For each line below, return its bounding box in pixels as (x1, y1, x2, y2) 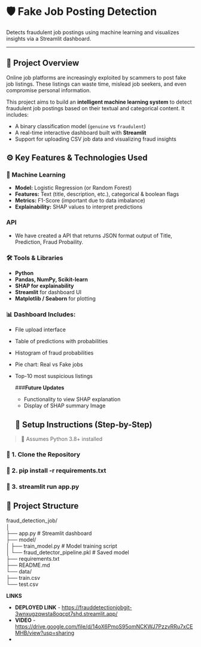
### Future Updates (14, 384, 65, 391)
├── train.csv (6, 574, 41, 581)
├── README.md (6, 561, 50, 569)
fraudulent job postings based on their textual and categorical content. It (6, 104, 185, 111)
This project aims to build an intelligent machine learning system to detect (6, 98, 192, 105)
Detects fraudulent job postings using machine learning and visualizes (6, 28, 179, 36)
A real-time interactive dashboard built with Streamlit (14, 129, 147, 136)
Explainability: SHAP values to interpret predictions (14, 203, 142, 210)
